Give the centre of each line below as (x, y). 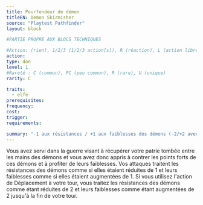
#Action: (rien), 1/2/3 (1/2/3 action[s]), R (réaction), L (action (94, 51)
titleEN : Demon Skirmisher (40, 17)
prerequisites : (25, 101)
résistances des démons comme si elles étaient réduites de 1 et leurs (92, 170)
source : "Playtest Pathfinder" (46, 23)
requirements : (24, 123)
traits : (16, 89)
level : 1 (17, 67)
